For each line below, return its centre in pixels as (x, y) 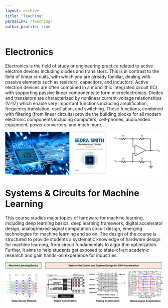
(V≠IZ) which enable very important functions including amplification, (77, 104)
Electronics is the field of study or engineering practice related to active (79, 66)
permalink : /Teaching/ (29, 21)
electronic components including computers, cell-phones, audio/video (78, 120)
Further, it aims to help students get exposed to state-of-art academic (77, 250)
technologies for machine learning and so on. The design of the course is (81, 234)
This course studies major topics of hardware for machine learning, (75, 218)
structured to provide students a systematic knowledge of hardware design (83, 239)
